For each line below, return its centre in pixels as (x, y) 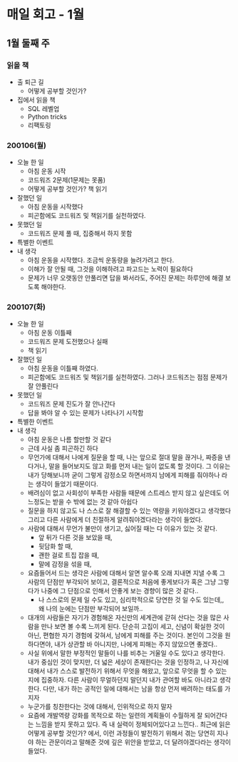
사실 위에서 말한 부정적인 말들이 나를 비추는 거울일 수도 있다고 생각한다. (126, 653)
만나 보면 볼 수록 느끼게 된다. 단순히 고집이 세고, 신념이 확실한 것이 (133, 627)
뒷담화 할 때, (55, 546)
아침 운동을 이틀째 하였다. (63, 368)
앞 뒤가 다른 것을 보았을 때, (75, 538)
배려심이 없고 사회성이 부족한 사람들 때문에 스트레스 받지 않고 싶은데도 (125, 493)
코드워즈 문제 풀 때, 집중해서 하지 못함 (80, 234)
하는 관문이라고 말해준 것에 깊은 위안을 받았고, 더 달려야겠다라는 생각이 (133, 742)
